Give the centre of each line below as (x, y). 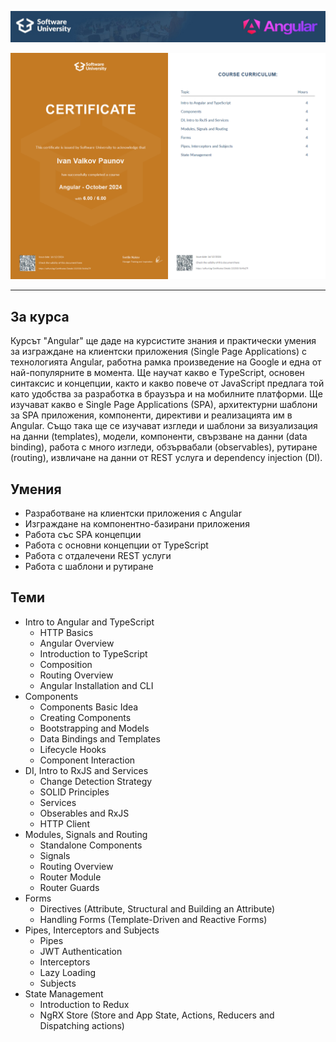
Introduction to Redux (84, 1004)
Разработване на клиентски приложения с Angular (133, 513)
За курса (40, 316)
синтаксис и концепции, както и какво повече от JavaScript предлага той (167, 383)
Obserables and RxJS (84, 813)
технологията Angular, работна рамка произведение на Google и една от (166, 362)
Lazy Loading (68, 972)
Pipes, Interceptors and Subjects (92, 930)
